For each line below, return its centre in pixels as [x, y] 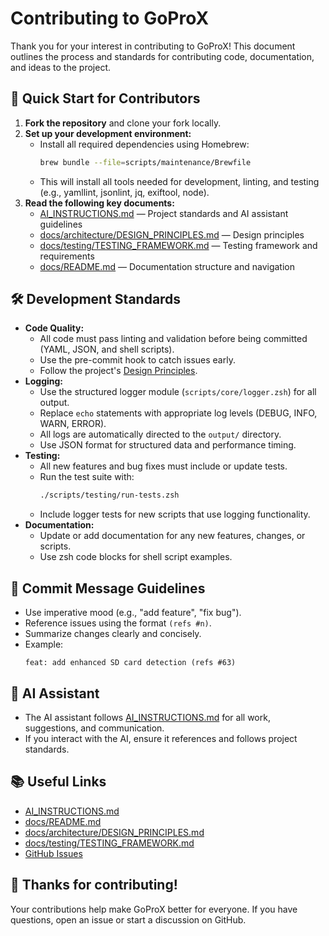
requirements [67, 256]
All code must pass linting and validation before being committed [173, 339]
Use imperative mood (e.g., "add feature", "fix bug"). [133, 613]
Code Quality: [54, 328]
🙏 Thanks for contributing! [94, 885]
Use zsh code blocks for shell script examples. [136, 557]
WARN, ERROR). [73, 424]
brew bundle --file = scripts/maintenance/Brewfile [145, 162]
